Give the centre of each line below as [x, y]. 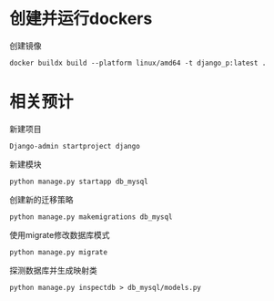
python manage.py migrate [58, 252]
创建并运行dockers [81, 19]
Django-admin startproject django [75, 146]
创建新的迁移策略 [41, 199]
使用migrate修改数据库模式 [60, 234]
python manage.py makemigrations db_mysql [91, 217]
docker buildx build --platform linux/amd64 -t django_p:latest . [138, 63]
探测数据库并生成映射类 [53, 270]
